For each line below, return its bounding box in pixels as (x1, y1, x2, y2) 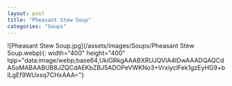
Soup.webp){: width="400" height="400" (7, 49, 126, 57)
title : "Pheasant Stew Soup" (7, 17, 92, 23)
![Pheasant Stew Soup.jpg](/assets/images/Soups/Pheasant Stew (7, 42, 194, 50)
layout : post (7, 10, 45, 17)
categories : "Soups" (7, 23, 67, 30)
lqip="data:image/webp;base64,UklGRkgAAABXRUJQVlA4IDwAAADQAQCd (7, 56, 224, 65)
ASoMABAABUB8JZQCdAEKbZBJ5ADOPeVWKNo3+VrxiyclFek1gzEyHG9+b (7, 63, 226, 72)
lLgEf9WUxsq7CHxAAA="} (7, 71, 85, 79)
